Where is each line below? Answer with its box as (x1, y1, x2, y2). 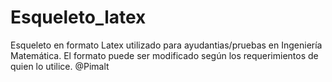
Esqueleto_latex (10, 6, 147, 29)
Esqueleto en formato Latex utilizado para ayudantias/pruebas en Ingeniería (10, 39, 323, 51)
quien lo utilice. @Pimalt (10, 60, 110, 72)
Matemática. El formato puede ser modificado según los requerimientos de (10, 49, 319, 61)
